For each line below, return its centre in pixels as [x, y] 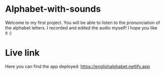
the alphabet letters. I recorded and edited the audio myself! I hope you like [81, 27]
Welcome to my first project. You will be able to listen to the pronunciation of [82, 23]
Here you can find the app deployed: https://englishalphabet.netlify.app [78, 66]
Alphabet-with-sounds [53, 9]
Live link [22, 53]
